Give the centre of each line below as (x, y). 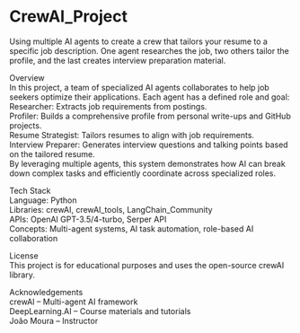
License (24, 255)
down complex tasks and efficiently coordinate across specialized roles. (143, 173)
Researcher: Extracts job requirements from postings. (108, 106)
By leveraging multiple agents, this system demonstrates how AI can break (147, 163)
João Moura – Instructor (54, 320)
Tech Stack (30, 190)
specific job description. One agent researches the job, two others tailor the (149, 50)
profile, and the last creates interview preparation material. (118, 60)
